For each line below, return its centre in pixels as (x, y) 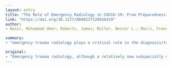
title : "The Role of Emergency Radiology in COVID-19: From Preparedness (86, 15)
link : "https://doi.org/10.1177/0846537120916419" (60, 19)
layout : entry (20, 10)
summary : (15, 38)
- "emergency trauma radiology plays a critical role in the (72, 43)
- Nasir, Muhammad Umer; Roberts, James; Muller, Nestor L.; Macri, (80, 29)
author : (14, 24)
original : (16, 52)
